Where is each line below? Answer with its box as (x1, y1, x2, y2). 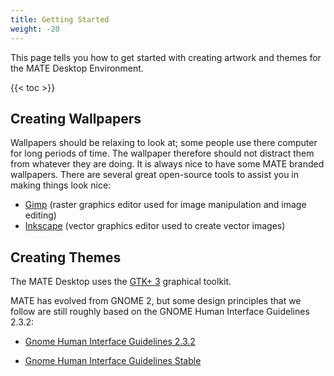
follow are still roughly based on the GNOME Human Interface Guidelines (10, 306, 310, 318)
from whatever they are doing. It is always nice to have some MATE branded (10, 158, 325, 170)
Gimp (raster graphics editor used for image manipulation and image (24, 199, 307, 211)
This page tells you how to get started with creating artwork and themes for (10, 51, 322, 63)
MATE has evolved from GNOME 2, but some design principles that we (10, 295, 302, 307)
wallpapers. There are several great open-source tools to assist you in (10, 169, 300, 181)
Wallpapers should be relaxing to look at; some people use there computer (10, 137, 318, 149)
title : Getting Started (10, 14, 110, 25)
